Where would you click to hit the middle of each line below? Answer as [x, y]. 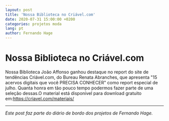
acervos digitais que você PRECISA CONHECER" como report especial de [82, 82]
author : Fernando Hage [29, 33]
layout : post [19, 10]
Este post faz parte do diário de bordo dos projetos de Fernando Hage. [79, 113]
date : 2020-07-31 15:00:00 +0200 [40, 19]
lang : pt [14, 29]
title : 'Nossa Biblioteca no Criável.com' [50, 15]
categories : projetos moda [33, 24]
